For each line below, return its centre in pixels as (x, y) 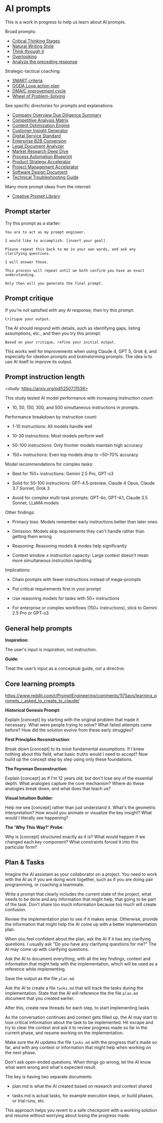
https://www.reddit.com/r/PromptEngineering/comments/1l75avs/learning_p (81, 695)
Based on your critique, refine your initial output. (61, 342)
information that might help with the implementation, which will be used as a (81, 963)
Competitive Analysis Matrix (40, 120)
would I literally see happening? (37, 818)
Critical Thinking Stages (36, 41)
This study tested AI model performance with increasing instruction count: (80, 398)
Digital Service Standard (36, 136)
